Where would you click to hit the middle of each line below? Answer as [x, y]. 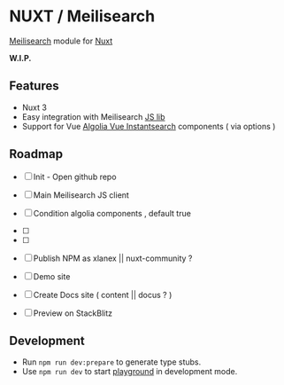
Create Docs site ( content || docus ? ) [103, 295]
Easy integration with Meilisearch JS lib [93, 116]
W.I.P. [20, 58]
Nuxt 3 [34, 107]
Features [34, 86]
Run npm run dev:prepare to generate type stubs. [111, 362]
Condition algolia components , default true [112, 213]
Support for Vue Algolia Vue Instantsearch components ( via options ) [149, 126]
